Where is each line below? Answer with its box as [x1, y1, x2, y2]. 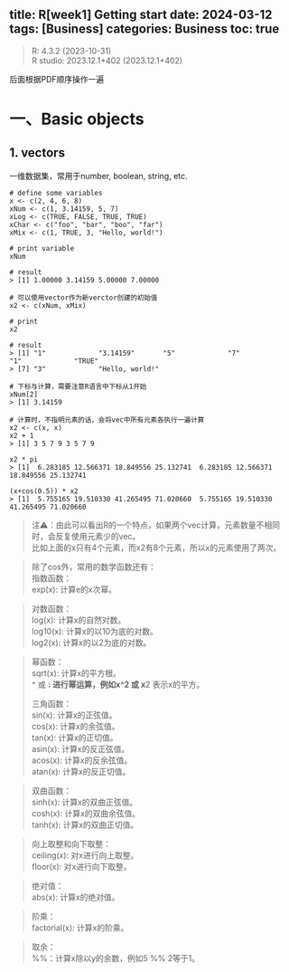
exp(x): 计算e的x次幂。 [31, 584, 117, 595]
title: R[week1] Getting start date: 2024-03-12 [9, 7, 273, 23]
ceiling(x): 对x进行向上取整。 [31, 850, 139, 861]
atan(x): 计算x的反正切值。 [31, 766, 131, 777]
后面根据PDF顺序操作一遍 [9, 73, 105, 84]
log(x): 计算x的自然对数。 [31, 615, 126, 625]
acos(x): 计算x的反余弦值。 [31, 755, 133, 766]
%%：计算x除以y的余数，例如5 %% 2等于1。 [31, 952, 200, 963]
